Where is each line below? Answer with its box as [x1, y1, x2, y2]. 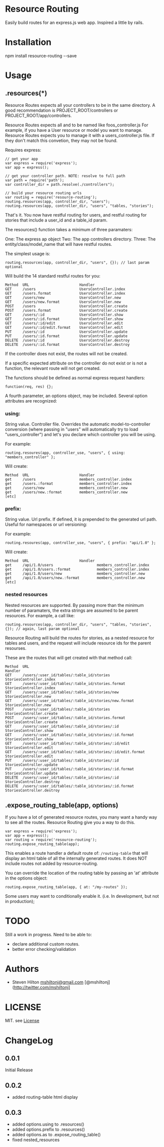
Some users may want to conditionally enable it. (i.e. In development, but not [5, 893, 159, 899]
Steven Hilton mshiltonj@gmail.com [12, 979, 84, 985]
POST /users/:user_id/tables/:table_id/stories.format [5, 715, 125, 720]
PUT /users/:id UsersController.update [5, 329, 128, 334]
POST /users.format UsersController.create [5, 308, 128, 313]
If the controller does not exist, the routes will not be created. [5, 350, 128, 357]
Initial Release [5, 1067, 33, 1073]
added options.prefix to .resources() [12, 1127, 85, 1132]
